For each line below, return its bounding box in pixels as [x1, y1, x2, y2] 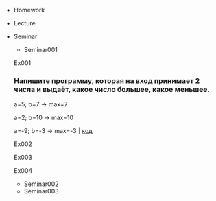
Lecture [13, 19, 36, 27]
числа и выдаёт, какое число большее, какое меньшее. [13, 84, 211, 94]
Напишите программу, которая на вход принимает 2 [13, 75, 200, 85]
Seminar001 [23, 46, 58, 54]
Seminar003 [23, 187, 60, 196]
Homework [13, 6, 45, 14]
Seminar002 [23, 180, 59, 188]
